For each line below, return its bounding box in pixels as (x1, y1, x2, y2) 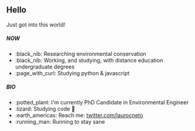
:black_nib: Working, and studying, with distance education (15, 56, 163, 64)
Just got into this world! (6, 21, 66, 28)
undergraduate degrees (15, 63, 75, 70)
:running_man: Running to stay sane (15, 118, 105, 125)
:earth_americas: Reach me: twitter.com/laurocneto (15, 112, 143, 119)
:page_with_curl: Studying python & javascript (15, 69, 130, 76)
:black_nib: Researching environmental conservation (15, 50, 147, 57)
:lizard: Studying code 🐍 (15, 105, 75, 112)
